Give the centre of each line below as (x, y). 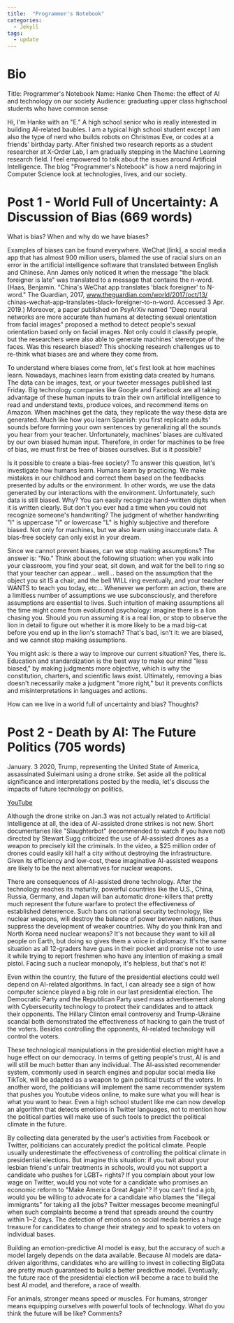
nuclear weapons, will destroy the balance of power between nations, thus (115, 918)
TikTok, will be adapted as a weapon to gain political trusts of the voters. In (115, 1079)
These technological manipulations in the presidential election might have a (116, 1050)
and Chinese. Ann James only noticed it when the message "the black (108, 272)
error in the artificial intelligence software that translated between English (113, 265)
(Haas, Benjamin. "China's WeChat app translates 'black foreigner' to (107, 287)
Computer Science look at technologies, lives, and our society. (97, 174)
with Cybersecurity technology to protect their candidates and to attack (110, 1006)
